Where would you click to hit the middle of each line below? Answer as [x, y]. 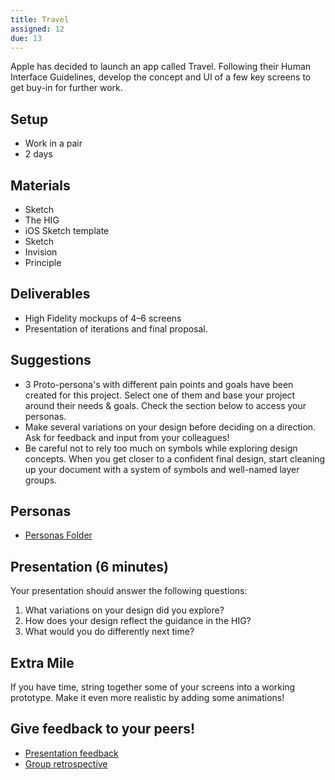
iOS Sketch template [67, 230]
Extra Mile [42, 662]
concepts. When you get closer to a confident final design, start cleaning [175, 458]
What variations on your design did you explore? [124, 610]
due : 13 [26, 38]
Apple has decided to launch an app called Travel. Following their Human [161, 67]
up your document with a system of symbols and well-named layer [162, 469]
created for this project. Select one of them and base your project [160, 395]
